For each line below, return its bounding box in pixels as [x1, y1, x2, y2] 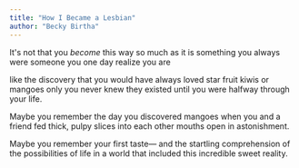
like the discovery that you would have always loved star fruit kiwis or [9, 74, 270, 84]
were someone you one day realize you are [9, 56, 171, 67]
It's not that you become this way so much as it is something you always [9, 46, 280, 57]
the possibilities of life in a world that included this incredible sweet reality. [9, 147, 288, 159]
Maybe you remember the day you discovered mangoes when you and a [9, 111, 281, 122]
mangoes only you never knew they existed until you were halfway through [9, 84, 291, 94]
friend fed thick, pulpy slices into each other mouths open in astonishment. [9, 120, 290, 132]
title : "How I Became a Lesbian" [9, 13, 136, 23]
